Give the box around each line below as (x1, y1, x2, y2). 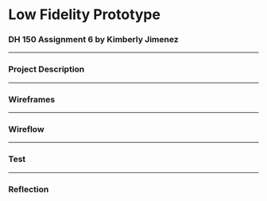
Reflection (8, 184, 49, 195)
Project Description (8, 64, 85, 75)
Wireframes (8, 94, 56, 105)
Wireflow (8, 124, 45, 134)
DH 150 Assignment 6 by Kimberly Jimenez (8, 34, 179, 45)
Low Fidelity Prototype (8, 6, 161, 24)
